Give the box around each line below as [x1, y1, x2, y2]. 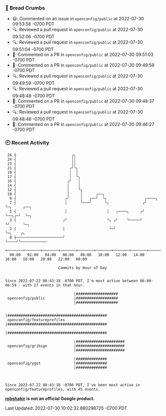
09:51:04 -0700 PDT [12, 47, 54, 53]
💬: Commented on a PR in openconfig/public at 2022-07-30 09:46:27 [12, 121, 155, 127]
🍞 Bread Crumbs [5, 4, 45, 11]
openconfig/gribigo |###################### [7, 343, 125, 349]
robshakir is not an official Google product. [5, 395, 95, 401]
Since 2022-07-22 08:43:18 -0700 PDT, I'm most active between [5, 278, 138, 283]
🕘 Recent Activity [5, 139, 49, 146]
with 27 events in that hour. [23, 283, 85, 288]
